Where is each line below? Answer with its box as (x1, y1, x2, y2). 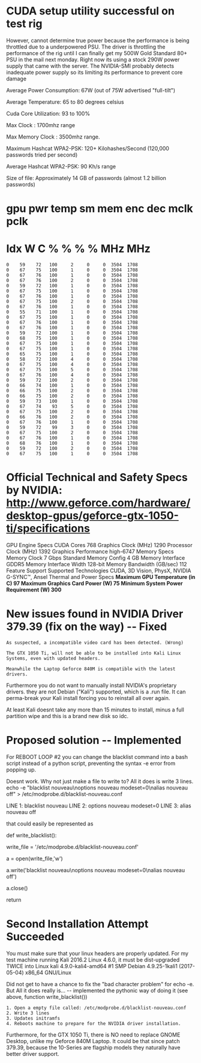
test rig (6, 17, 43, 31)
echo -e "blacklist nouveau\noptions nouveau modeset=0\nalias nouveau (6, 784, 188, 791)
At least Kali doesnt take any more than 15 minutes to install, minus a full (6, 706, 184, 713)
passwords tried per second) (6, 151, 78, 158)
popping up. (6, 766, 37, 773)
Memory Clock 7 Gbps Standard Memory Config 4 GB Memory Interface (6, 554, 185, 561)
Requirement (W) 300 (6, 586, 62, 593)
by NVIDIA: (6, 484, 63, 497)
